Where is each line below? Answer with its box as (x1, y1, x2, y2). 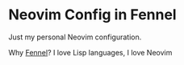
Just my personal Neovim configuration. (8, 32, 142, 42)
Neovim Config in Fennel (8, 6, 177, 24)
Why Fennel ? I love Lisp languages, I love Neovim (8, 47, 173, 57)
